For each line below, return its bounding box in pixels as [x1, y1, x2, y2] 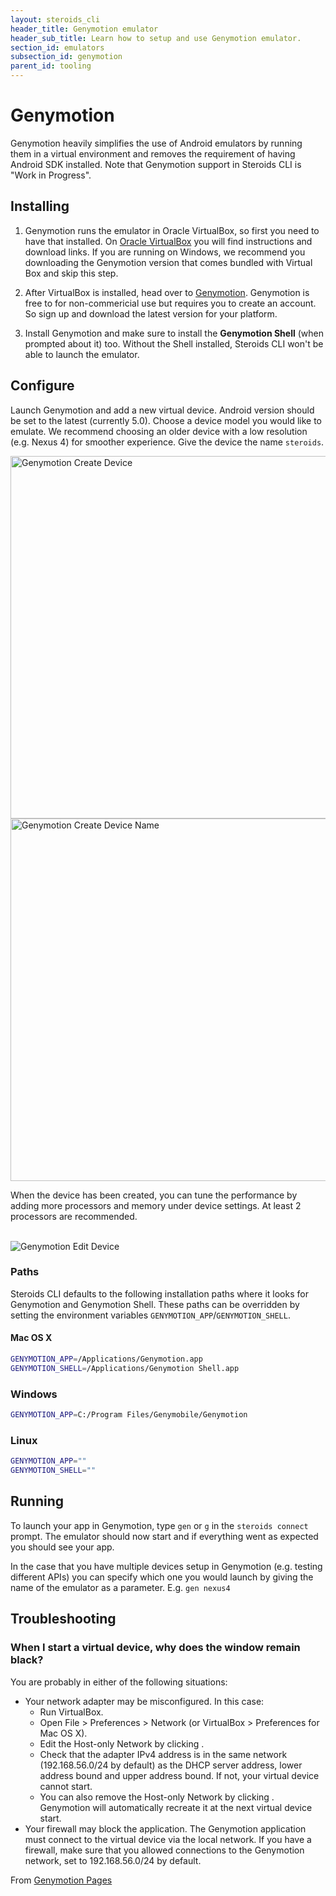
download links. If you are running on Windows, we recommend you [24, 246, 306, 258]
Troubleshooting [10, 1611, 117, 1628]
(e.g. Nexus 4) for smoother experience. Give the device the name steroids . [10, 436, 325, 448]
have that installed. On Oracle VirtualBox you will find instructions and [24, 235, 313, 247]
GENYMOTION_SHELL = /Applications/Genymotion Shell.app [10, 1363, 240, 1373]
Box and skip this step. [24, 267, 119, 279]
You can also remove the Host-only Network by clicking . [39, 1791, 275, 1803]
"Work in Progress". [10, 169, 92, 181]
